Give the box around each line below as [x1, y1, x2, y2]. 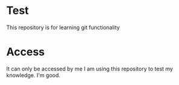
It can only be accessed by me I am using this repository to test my [6, 65, 174, 72]
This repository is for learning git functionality [6, 24, 120, 31]
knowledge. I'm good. [6, 71, 60, 79]
